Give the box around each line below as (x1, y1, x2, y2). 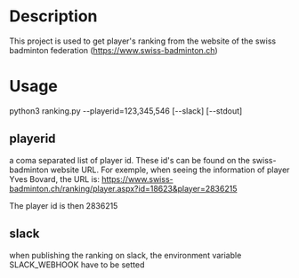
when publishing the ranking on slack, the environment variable (9, 250, 242, 260)
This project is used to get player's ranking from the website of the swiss (9, 36, 277, 46)
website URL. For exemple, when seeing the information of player (50, 164, 290, 175)
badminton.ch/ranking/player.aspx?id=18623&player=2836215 (9, 183, 238, 194)
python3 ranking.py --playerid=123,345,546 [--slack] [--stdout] (9, 105, 243, 116)
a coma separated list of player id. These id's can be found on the (9, 155, 251, 165)
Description (9, 6, 98, 27)
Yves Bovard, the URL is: (9, 173, 101, 184)
